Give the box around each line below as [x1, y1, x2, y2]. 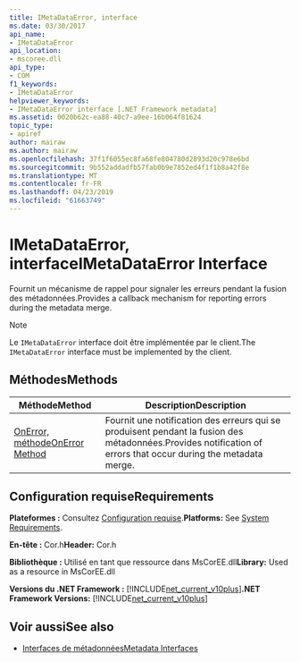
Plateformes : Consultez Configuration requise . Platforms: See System [9, 513, 270, 523]
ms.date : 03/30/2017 [9, 21, 87, 30]
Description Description [145, 399, 247, 412]
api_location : [9, 47, 62, 55]
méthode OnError [13, 436, 85, 448]
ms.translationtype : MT [9, 171, 98, 180]
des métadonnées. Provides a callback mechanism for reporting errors [9, 293, 267, 303]
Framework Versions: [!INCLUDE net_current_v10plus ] [9, 593, 208, 604]
